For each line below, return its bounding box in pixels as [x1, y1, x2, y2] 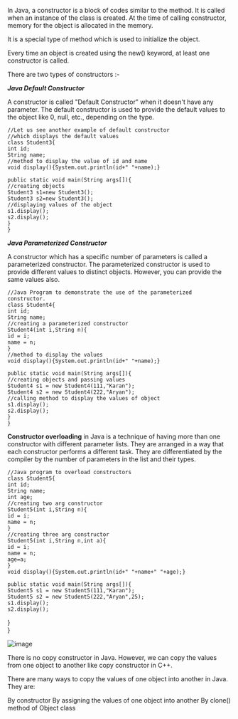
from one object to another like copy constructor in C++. [7, 661, 173, 669]
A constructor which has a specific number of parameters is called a [7, 253, 208, 261]
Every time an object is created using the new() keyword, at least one [7, 49, 210, 57]
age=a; [7, 556, 27, 563]
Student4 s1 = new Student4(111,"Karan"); [7, 382, 135, 389]
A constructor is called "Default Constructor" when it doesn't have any [7, 98, 214, 106]
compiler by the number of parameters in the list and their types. [7, 455, 197, 463]
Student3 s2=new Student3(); [7, 195, 94, 202]
